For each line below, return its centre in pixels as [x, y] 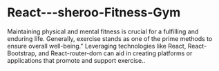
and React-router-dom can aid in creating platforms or [115, 53]
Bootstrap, [22, 53]
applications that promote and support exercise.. [76, 60]
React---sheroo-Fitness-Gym [94, 13]
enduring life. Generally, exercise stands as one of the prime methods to [110, 38]
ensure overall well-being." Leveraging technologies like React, [97, 46]
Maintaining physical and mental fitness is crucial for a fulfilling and [103, 31]
